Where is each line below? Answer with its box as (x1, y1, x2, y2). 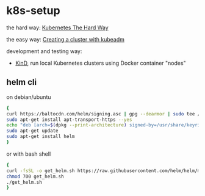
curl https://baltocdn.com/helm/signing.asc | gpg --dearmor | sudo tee (6, 111, 195, 117)
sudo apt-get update (6, 128, 59, 134)
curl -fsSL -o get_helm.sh (6, 167, 75, 174)
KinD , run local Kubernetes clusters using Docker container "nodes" (15, 59, 186, 67)
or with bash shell (6, 150, 51, 158)
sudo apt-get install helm (6, 134, 75, 140)
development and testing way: (6, 47, 82, 55)
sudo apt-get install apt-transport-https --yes (6, 117, 132, 123)
